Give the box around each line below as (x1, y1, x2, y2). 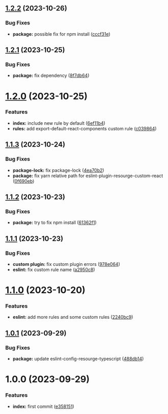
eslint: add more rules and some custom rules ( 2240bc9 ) (12, 314, 133, 320)
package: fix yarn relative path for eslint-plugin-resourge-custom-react (12, 173, 163, 179)
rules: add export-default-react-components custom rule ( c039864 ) (12, 125, 157, 131)
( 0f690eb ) (12, 178, 35, 184)
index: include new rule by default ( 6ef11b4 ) (12, 120, 105, 126)
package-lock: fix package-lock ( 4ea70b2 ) (12, 167, 104, 173)
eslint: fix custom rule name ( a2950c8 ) (12, 266, 95, 272)
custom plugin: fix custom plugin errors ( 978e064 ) (12, 261, 121, 267)
